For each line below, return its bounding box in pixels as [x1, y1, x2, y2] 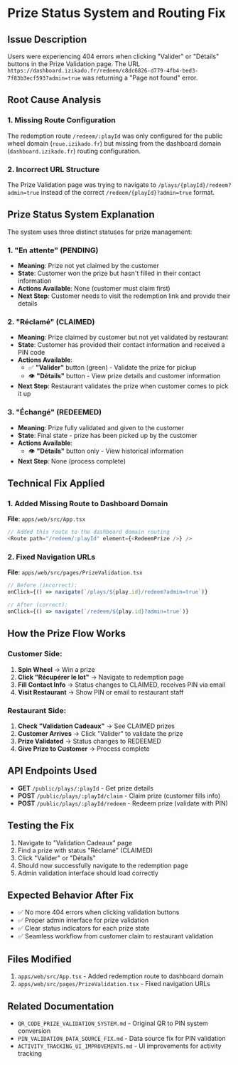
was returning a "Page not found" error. [82, 73, 198, 82]
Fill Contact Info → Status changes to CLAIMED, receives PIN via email [17, 680, 226, 689]
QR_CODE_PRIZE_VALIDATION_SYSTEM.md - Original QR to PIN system [17, 1019, 208, 1027]
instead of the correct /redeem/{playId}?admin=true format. [40, 188, 215, 196]
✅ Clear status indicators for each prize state [17, 924, 150, 933]
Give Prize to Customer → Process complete [17, 744, 150, 753]
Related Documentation [7, 1000, 114, 1012]
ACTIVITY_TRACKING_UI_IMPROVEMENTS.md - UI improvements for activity [17, 1042, 222, 1050]
